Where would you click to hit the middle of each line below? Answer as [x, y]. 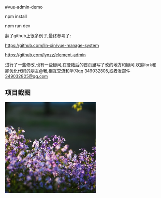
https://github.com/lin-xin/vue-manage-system [52, 45]
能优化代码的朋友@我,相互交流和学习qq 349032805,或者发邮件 [68, 71]
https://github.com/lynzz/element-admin [45, 55]
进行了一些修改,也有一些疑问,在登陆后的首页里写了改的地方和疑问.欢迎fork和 [81, 65]
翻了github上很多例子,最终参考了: [38, 36]
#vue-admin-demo [24, 7]
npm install [16, 16]
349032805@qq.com [27, 76]
